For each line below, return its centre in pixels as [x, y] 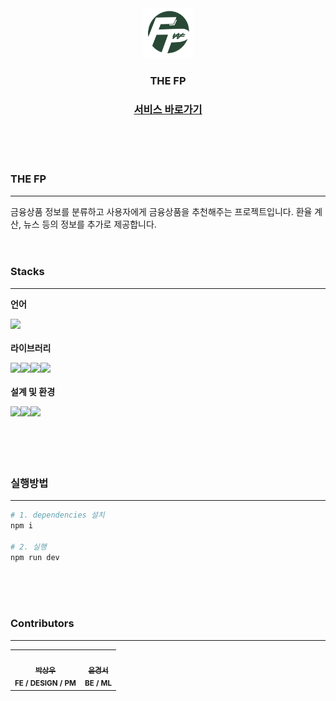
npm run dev [35, 557]
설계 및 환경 [33, 391]
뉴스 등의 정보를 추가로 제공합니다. [90, 224]
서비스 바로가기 [168, 109]
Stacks [27, 272]
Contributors [42, 624]
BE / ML [98, 683]
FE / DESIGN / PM [45, 683]
